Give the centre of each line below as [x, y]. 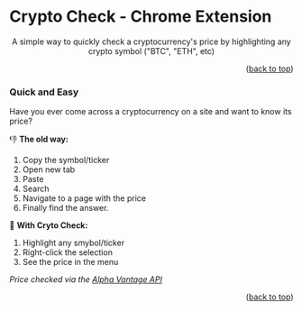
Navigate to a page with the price [84, 198]
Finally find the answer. [65, 208]
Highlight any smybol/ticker [73, 243]
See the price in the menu [70, 262]
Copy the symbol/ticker [66, 160]
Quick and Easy [44, 92]
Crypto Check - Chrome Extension [141, 17]
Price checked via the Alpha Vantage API [86, 279]
